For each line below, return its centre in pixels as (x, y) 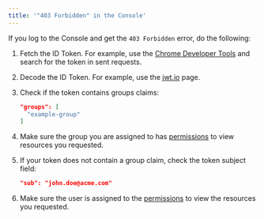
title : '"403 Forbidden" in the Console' (77, 15)
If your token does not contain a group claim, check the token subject (133, 160)
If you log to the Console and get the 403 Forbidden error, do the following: (130, 38)
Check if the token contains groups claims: (89, 93)
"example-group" (54, 114)
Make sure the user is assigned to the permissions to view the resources (138, 198)
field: (28, 169)
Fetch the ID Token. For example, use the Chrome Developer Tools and (135, 53)
